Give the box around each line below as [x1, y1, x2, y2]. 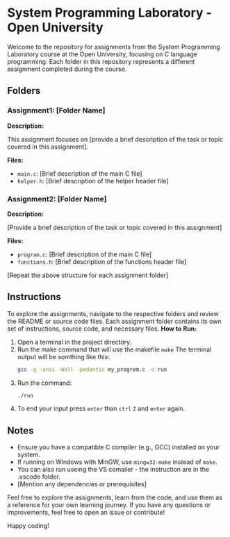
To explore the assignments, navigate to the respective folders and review [7, 309, 219, 317]
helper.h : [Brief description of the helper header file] [17, 176, 169, 185]
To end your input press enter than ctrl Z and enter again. [17, 404, 186, 413]
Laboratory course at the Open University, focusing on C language [7, 50, 198, 58]
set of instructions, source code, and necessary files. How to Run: [7, 324, 197, 333]
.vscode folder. [17, 472, 60, 481]
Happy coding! [7, 522, 50, 530]
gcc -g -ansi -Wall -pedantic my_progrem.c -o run [17, 366, 167, 373]
